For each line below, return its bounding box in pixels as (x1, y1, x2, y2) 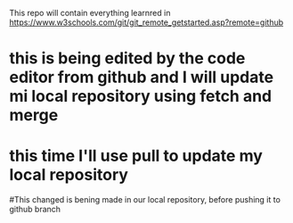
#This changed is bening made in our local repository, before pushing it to (9, 194, 281, 205)
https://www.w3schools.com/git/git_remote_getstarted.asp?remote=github (9, 17, 284, 28)
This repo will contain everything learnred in (9, 8, 171, 18)
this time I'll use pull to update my (9, 146, 263, 166)
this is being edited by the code (9, 48, 246, 69)
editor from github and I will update (9, 67, 274, 87)
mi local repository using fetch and (9, 87, 273, 106)
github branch (9, 204, 61, 215)
